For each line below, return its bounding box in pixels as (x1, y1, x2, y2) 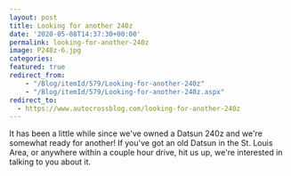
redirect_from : (9, 71, 66, 80)
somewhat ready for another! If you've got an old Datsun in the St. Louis (9, 138, 273, 148)
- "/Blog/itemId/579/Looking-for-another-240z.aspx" (25, 87, 225, 96)
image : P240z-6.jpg (9, 46, 82, 55)
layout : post (9, 12, 58, 22)
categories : (9, 54, 53, 63)
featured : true (9, 63, 66, 72)
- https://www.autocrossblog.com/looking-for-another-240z (17, 104, 241, 113)
